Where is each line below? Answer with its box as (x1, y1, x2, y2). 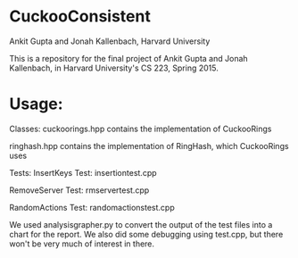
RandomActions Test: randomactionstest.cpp (9, 202, 176, 212)
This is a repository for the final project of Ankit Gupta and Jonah (9, 53, 248, 63)
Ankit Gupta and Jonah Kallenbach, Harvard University (9, 36, 211, 46)
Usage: (9, 94, 64, 114)
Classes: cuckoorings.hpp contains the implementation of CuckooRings (9, 123, 272, 134)
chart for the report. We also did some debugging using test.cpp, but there (9, 229, 284, 239)
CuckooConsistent (9, 6, 152, 27)
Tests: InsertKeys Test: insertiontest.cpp (9, 167, 158, 178)
